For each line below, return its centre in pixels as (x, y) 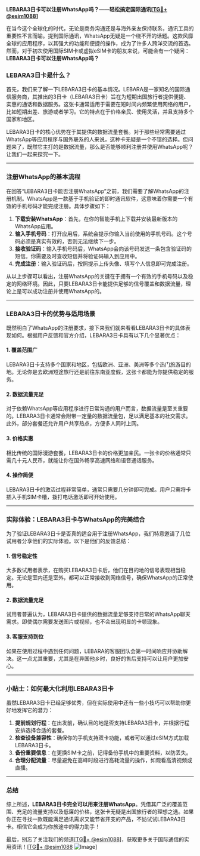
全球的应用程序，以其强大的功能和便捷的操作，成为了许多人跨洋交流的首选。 (100, 43)
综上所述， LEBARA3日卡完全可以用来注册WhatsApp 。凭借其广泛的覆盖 (94, 804)
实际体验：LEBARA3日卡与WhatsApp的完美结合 (76, 519)
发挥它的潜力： (35, 710)
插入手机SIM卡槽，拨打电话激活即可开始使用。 (63, 497)
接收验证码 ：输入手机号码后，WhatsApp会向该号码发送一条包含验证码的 (103, 248)
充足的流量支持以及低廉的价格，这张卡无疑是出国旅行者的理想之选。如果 (105, 812)
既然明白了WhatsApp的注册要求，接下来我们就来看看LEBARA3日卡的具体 (96, 327)
